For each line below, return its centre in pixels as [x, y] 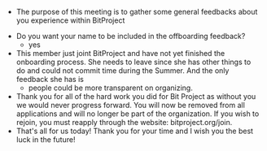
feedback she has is [50, 79]
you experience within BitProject [70, 20]
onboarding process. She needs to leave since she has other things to [133, 62]
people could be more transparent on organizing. [110, 88]
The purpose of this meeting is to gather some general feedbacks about [137, 12]
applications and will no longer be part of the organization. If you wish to [138, 114]
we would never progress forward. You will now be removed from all [131, 105]
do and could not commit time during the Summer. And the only [123, 71]
